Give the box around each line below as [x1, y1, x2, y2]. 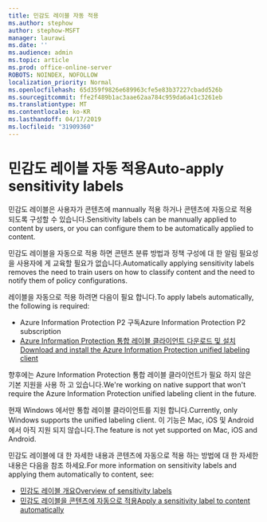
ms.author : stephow [8, 19, 73, 27]
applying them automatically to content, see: [8, 469, 155, 479]
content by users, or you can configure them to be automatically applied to [8, 223, 253, 233]
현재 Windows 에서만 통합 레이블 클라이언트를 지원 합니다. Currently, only [8, 405, 238, 414]
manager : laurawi [8, 33, 66, 42]
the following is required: [8, 300, 90, 311]
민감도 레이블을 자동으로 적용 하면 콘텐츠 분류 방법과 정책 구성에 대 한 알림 [8, 248, 238, 257]
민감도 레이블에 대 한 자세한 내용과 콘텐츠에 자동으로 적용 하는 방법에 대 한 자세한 [8, 450, 259, 460]
